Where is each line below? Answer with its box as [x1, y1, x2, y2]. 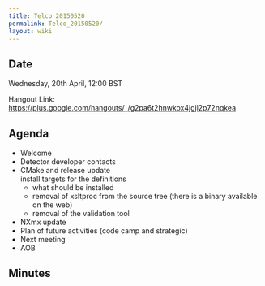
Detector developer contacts [19, 157, 116, 167]
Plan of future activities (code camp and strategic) [19, 226, 188, 236]
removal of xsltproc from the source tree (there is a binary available [32, 192, 258, 201]
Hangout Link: [8, 94, 55, 104]
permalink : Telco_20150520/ [8, 19, 104, 28]
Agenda [8, 127, 49, 141]
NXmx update [19, 217, 66, 227]
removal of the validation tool [32, 209, 130, 218]
